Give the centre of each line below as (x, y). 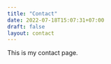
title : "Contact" (32, 14)
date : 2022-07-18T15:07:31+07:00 (56, 20)
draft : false (26, 26)
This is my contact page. (43, 53)
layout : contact (31, 33)
